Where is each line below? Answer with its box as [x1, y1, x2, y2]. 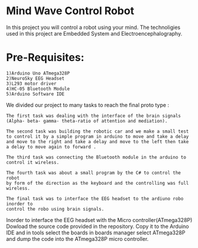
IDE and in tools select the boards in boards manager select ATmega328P [6, 229, 186, 236]
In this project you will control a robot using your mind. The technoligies [6, 24, 181, 31]
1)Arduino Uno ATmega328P [6, 70, 70, 76]
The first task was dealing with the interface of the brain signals [6, 112, 181, 119]
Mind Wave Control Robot [6, 4, 135, 18]
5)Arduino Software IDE [6, 91, 65, 97]
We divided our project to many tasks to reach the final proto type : [6, 101, 170, 108]
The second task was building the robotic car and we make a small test [6, 128, 189, 134]
